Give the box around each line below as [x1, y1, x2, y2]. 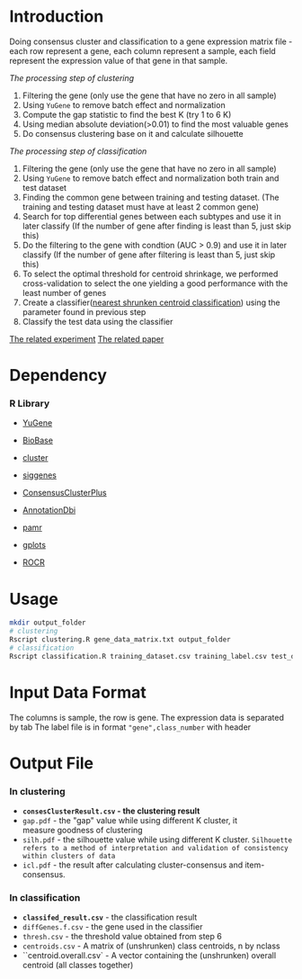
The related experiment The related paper [9, 333, 164, 344]
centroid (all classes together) [22, 960, 134, 971]
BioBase [22, 435, 54, 446]
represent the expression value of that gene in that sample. [9, 55, 228, 66]
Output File [9, 753, 94, 773]
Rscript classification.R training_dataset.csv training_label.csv [9, 651, 268, 660]
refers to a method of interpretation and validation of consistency [22, 844, 289, 853]
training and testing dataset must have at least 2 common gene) [22, 201, 259, 212]
